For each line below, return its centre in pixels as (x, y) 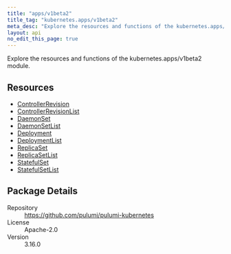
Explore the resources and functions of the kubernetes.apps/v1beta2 (104, 58)
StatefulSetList (38, 170)
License (18, 222)
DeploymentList (39, 140)
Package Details (42, 191)
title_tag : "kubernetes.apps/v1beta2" (63, 20)
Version (18, 237)
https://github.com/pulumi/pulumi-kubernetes (89, 215)
